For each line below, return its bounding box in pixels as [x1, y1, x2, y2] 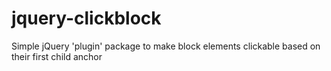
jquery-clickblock [11, 7, 162, 30]
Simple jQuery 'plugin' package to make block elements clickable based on [11, 40, 321, 52]
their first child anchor [11, 50, 103, 62]
